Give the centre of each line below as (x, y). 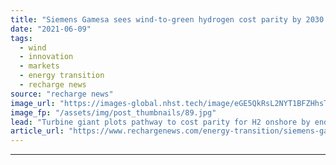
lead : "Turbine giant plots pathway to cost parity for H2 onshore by (160, 122)
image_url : (33, 103)
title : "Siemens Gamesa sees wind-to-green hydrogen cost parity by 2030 (167, 19)
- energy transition (62, 76)
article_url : (37, 131)
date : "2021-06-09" (51, 29)
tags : (21, 38)
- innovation (46, 57)
